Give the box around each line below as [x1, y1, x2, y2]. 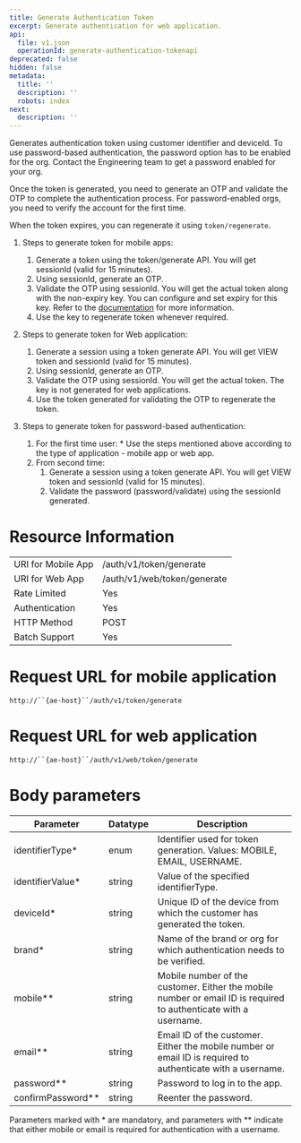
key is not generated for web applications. [35, 384, 192, 395]
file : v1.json [17, 38, 70, 47]
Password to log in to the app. [157, 1077, 283, 1089]
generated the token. [157, 917, 245, 930]
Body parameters [9, 786, 142, 806]
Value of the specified [157, 870, 250, 882]
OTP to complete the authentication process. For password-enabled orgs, [9, 193, 281, 204]
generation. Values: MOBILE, [157, 844, 278, 856]
